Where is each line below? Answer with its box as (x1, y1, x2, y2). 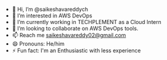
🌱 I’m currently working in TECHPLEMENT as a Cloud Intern (12, 19, 162, 25)
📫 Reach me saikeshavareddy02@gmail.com (12, 32, 126, 38)
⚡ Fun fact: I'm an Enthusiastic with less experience (12, 47, 141, 54)
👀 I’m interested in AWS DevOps (12, 12, 92, 19)
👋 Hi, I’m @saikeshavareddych (12, 6, 88, 13)
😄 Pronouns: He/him (12, 40, 65, 47)
